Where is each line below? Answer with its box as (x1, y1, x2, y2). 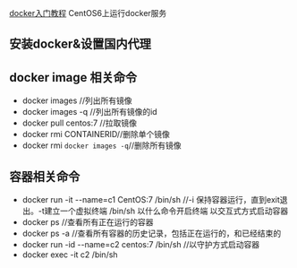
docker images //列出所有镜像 (21, 95, 132, 106)
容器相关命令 (9, 169, 81, 184)
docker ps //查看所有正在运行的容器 (21, 217, 154, 228)
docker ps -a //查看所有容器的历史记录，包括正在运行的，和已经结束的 (21, 228, 282, 239)
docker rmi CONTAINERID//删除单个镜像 (21, 129, 170, 140)
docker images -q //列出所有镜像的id (21, 107, 158, 117)
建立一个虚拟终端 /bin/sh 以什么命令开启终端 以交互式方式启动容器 (44, 205, 289, 217)
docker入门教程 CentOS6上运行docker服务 (9, 8, 167, 18)
